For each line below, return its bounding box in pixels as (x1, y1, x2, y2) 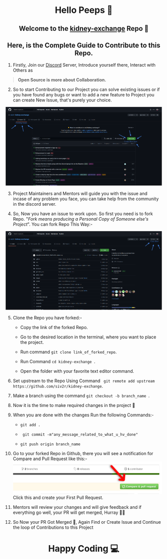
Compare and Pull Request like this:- (12, 456, 88, 462)
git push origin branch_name (20, 442, 81, 447)
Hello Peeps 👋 (55, 4, 113, 16)
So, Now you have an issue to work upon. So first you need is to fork (12, 211, 153, 217)
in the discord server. (12, 201, 56, 207)
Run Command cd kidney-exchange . (20, 358, 96, 364)
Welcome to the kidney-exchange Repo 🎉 (18, 24, 149, 33)
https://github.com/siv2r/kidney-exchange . (12, 383, 104, 389)
